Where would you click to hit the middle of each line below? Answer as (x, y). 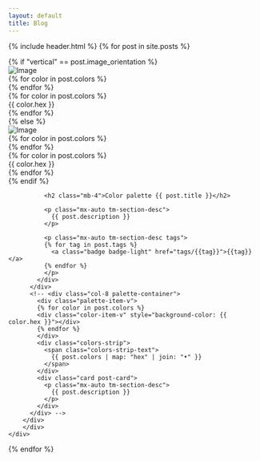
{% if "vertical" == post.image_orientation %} (83, 62)
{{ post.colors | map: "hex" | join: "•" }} (126, 357)
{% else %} (27, 121)
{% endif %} (29, 180)
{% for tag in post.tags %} (90, 245)
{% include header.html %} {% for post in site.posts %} (99, 46)
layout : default (35, 16)
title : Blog (28, 23)
